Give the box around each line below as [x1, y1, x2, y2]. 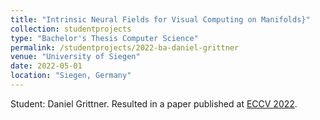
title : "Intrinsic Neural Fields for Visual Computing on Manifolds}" [10, 14, 311, 25]
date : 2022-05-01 [10, 61, 83, 71]
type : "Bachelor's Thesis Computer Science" [10, 33, 199, 43]
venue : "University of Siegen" [10, 52, 141, 62]
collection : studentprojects [10, 24, 132, 34]
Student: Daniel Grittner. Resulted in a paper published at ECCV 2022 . [10, 97, 298, 110]
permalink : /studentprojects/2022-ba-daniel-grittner [10, 42, 240, 53]
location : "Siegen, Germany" [10, 71, 132, 81]
